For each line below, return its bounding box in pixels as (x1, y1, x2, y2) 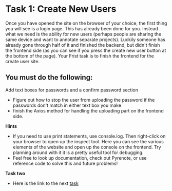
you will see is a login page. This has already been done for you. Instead (5, 25, 158, 31)
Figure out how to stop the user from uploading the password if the (12, 97, 155, 103)
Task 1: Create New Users (5, 3, 117, 15)
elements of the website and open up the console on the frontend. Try (12, 144, 161, 150)
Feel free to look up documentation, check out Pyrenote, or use (12, 155, 147, 161)
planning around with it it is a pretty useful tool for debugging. (12, 149, 144, 156)
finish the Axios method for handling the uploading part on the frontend (12, 107, 164, 113)
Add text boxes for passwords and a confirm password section (5, 87, 139, 93)
